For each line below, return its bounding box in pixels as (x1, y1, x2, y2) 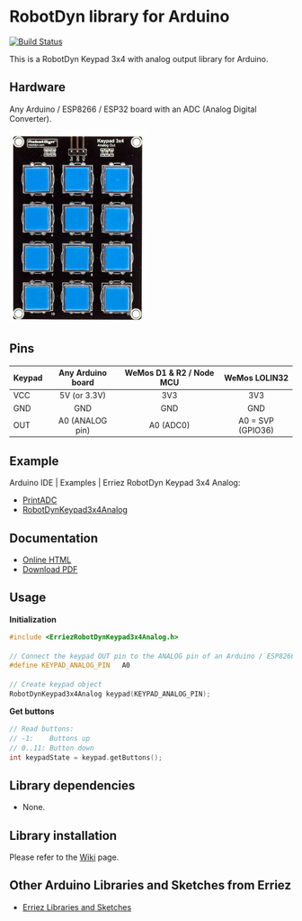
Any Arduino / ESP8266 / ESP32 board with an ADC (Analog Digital (9, 104, 258, 114)
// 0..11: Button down (9, 743, 94, 752)
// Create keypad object (9, 680, 102, 689)
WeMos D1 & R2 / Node (124, 368, 215, 378)
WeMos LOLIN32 (224, 372, 289, 383)
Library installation (9, 827, 118, 843)
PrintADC (22, 495, 58, 506)
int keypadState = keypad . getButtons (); (9, 752, 164, 762)
